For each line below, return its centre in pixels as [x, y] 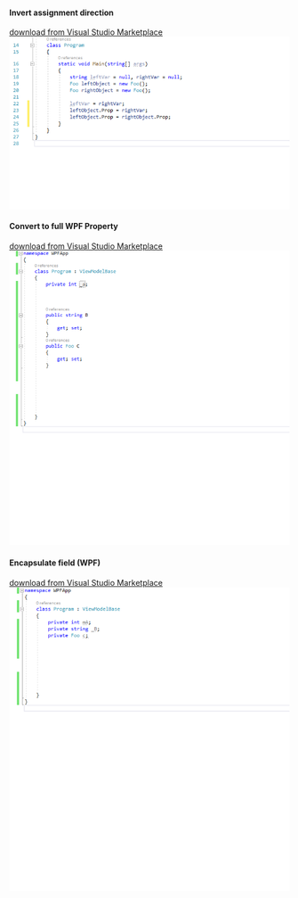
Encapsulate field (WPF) [55, 563]
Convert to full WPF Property [64, 227]
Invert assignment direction [61, 12]
